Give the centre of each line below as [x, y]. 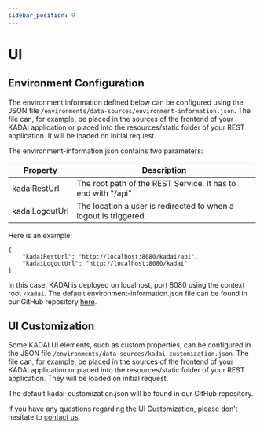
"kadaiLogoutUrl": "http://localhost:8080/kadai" [105, 263]
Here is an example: [40, 235]
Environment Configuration [76, 83]
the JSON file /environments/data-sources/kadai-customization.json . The [128, 354]
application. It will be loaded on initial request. [82, 135]
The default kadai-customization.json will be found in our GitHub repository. [131, 394]
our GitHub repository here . [53, 301]
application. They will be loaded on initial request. [88, 379]
